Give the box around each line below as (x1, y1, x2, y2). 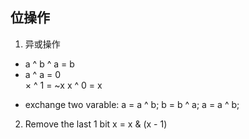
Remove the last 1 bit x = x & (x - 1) (24, 118, 168, 130)
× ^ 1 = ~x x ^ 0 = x (24, 79, 103, 91)
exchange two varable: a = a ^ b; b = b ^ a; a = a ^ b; (24, 98, 240, 110)
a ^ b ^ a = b (24, 58, 75, 70)
